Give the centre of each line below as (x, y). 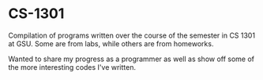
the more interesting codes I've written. (72, 67)
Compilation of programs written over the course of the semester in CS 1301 (131, 35)
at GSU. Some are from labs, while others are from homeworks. (111, 43)
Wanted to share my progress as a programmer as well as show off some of (131, 59)
